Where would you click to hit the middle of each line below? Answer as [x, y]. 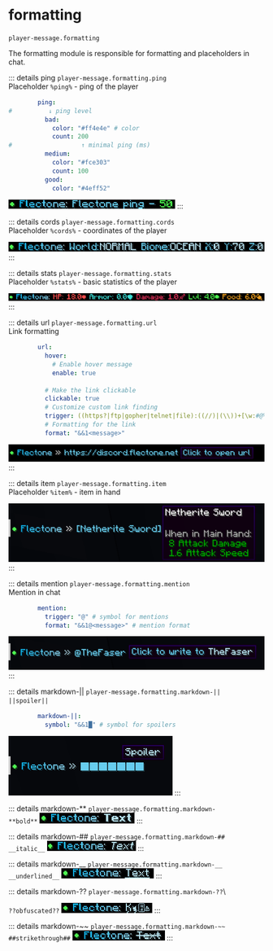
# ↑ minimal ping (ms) [80, 145]
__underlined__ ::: [85, 875]
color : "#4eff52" [81, 188]
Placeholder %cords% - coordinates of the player [88, 230]
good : [54, 180]
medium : [57, 154]
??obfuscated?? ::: [84, 910]
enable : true [74, 373]
